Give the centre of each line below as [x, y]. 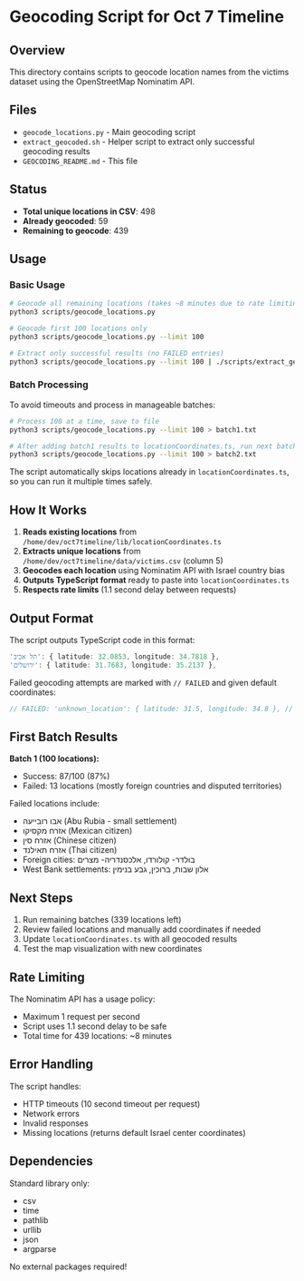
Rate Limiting [47, 977]
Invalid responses [55, 1123]
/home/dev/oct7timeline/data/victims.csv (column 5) [123, 561]
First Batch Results [64, 737]
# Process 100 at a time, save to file [85, 421]
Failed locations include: [55, 804]
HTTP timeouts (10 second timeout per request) [111, 1103]
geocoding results [56, 151]
